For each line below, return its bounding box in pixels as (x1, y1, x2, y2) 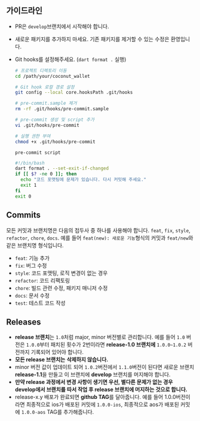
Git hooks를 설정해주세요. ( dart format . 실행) (14, 56, 127, 63)
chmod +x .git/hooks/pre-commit (14, 138, 96, 145)
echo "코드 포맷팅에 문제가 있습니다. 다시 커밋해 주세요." (20, 177, 147, 183)
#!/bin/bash (14, 160, 45, 166)
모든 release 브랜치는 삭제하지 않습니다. (14, 356, 109, 364)
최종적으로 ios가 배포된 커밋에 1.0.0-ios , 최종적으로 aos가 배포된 (26, 401, 179, 408)
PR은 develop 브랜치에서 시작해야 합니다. (14, 23, 109, 30)
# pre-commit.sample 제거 (14, 101, 77, 107)
